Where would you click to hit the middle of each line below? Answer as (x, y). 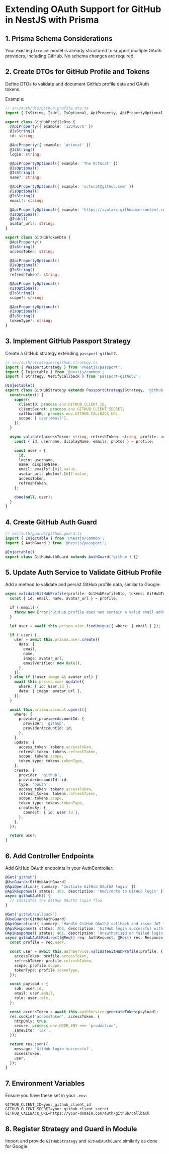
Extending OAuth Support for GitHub (83, 9)
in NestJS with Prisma (52, 20)
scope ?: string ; (27, 298)
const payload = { (29, 984)
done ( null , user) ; (33, 497)
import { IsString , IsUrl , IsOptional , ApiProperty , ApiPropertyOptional (84, 113)
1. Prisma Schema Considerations (59, 38)
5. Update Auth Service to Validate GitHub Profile (83, 572)
